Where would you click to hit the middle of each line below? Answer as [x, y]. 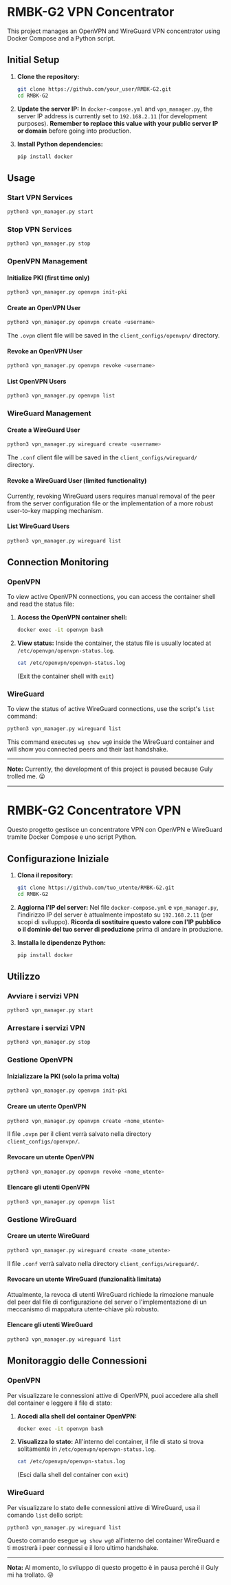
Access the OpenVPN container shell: [72, 617]
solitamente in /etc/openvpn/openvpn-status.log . [86, 1449]
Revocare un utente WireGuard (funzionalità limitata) [84, 1279]
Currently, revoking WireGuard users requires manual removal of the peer [111, 496]
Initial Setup [33, 60]
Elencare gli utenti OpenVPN [48, 1188]
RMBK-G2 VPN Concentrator [91, 12]
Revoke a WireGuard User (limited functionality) [77, 480]
